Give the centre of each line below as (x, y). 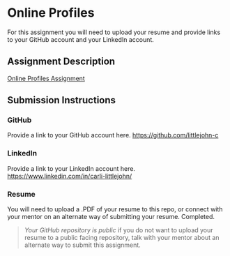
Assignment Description (61, 62)
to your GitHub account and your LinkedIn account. (81, 39)
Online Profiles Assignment (46, 78)
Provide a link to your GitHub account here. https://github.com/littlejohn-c (113, 135)
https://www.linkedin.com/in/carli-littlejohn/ (70, 176)
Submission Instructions (62, 100)
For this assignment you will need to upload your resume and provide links (114, 32)
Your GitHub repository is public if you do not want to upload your (119, 230)
